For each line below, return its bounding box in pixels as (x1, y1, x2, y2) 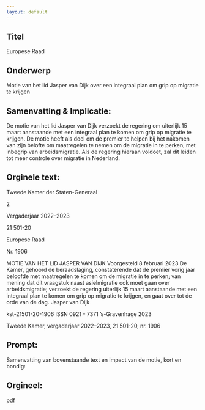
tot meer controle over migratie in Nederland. (6, 155, 121, 162)
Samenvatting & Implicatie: (6, 106, 111, 116)
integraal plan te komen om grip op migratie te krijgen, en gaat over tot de (6, 291, 192, 299)
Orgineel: (6, 380, 43, 391)
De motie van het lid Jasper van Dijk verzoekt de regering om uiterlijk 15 (6, 122, 188, 130)
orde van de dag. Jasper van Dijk (6, 298, 90, 306)
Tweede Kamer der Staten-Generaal (6, 188, 98, 196)
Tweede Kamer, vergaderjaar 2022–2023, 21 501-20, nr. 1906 (6, 322, 161, 329)
